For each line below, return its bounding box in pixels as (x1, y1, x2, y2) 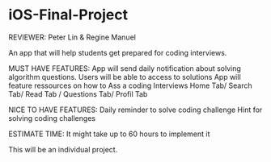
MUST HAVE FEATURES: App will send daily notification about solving (8, 63, 241, 73)
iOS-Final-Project (8, 6, 129, 24)
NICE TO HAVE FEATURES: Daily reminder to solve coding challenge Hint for (8, 105, 263, 114)
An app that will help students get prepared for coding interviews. (8, 48, 227, 57)
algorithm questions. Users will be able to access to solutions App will (8, 72, 241, 81)
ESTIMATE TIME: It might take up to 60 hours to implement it (8, 129, 210, 139)
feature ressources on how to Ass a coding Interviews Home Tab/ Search (8, 81, 252, 90)
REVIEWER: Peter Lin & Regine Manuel (8, 32, 136, 42)
